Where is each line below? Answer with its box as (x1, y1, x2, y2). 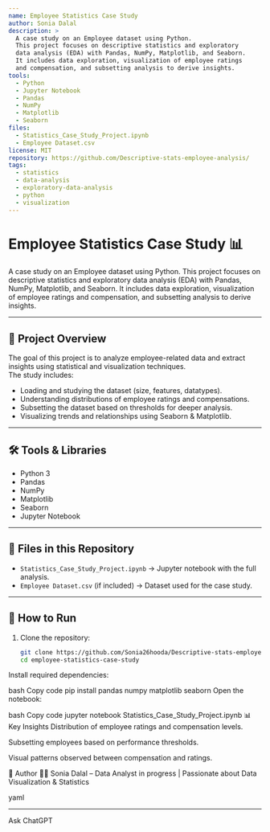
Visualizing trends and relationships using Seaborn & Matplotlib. (19, 412, 231, 421)
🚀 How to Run (8, 612, 77, 625)
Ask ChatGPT (8, 816, 54, 826)
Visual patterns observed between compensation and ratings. (8, 753, 213, 763)
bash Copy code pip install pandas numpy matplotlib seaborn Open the (8, 686, 244, 695)
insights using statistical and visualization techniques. (8, 362, 186, 371)
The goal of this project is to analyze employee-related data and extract (8, 353, 246, 363)
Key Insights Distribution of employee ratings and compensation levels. (8, 722, 243, 732)
